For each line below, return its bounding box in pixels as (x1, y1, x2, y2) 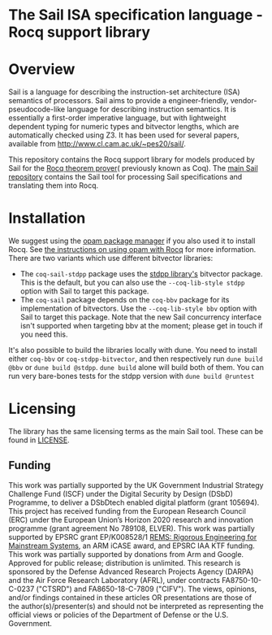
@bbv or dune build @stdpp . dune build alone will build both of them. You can (8, 363, 264, 372)
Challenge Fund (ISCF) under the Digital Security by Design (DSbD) (8, 489, 234, 498)
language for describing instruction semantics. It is (67, 104, 237, 115)
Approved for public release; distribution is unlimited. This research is (8, 558, 241, 568)
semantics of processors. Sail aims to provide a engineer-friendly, (8, 96, 229, 106)
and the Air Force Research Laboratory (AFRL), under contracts (8, 575, 221, 585)
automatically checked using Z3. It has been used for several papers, (8, 130, 240, 140)
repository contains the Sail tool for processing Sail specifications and (8, 172, 243, 182)
